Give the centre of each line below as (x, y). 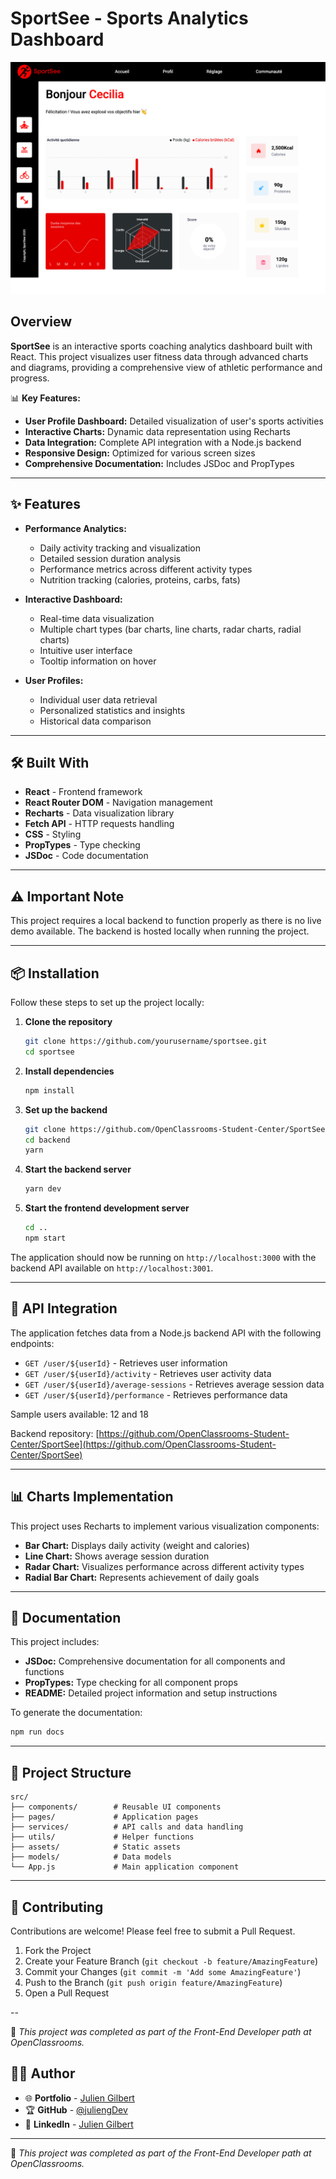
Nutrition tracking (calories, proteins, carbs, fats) (140, 579)
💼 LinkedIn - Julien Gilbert (79, 2124)
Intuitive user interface (86, 650)
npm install (49, 1090)
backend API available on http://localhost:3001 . (112, 1268)
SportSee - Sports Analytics (129, 18)
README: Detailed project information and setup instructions (151, 1693)
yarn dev (43, 1189)
